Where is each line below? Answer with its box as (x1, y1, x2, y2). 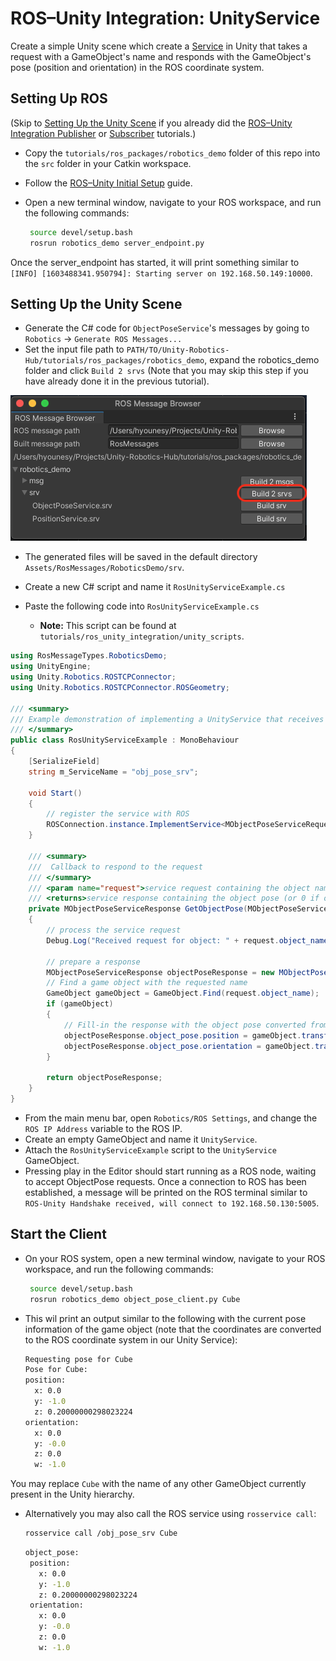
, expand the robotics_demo (204, 354, 320, 366)
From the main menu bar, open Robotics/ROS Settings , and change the (24, 1112, 318, 1124)
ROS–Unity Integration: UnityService (10, 7, 321, 30)
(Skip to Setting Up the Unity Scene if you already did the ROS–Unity (10, 117, 293, 129)
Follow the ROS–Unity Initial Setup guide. (24, 177, 193, 189)
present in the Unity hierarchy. (10, 1488, 135, 1501)
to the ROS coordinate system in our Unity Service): (24, 1333, 238, 1346)
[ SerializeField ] (28, 757, 101, 767)
